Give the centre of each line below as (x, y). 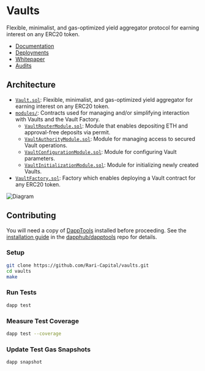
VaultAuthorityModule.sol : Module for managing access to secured (110, 139)
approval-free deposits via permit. (67, 132)
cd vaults (19, 271)
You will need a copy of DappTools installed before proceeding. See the (96, 230)
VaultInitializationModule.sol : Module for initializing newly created (111, 165)
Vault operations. (46, 145)
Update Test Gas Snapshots (48, 349)
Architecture (31, 85)
